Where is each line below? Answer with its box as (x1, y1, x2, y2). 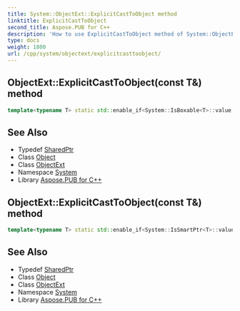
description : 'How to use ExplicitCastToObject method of (7, 30, 184, 38)
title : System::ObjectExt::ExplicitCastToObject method (7, 10, 177, 18)
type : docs (7, 37, 40, 44)
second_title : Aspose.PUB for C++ (7, 24, 111, 31)
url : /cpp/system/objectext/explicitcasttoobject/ (7, 51, 161, 58)
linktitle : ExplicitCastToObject (7, 17, 107, 24)
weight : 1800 (7, 44, 46, 51)
